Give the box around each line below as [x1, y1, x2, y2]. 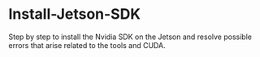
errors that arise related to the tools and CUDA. [8, 40, 166, 50]
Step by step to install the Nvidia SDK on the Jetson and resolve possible [8, 32, 252, 42]
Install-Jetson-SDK [8, 5, 141, 24]
